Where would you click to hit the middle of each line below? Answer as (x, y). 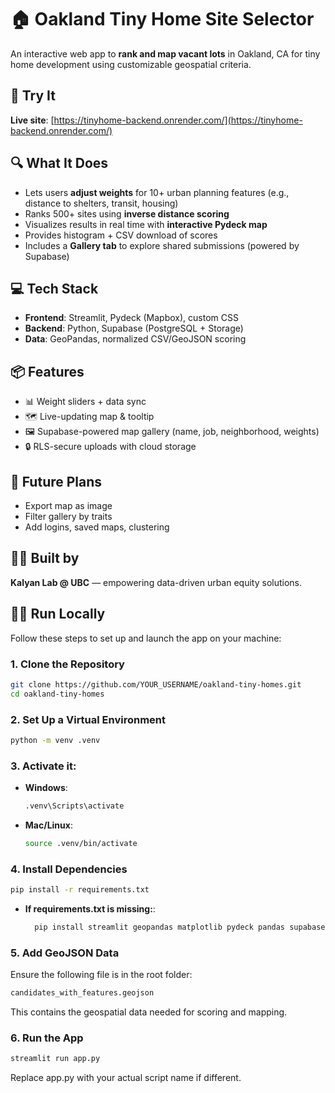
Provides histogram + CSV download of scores (121, 235)
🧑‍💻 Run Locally (58, 614)
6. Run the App (47, 1038)
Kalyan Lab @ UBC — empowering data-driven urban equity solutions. (156, 582)
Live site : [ (32, 120)
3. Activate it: (43, 766)
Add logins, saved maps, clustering (97, 527)
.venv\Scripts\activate (74, 806)
